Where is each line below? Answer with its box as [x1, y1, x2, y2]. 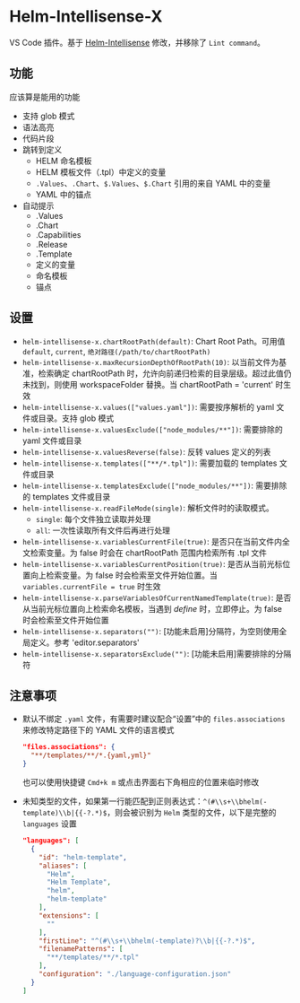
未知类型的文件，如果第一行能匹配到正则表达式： [21, 796, 203, 807]
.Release [35, 239, 68, 249]
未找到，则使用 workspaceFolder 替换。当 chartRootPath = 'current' [21, 379, 274, 389]
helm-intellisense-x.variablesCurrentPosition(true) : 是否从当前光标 [21, 558, 283, 569]
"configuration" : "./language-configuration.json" [39, 970, 232, 979]
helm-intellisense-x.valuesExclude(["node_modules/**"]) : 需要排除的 [21, 423, 284, 434]
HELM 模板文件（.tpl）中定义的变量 [35, 166, 167, 177]
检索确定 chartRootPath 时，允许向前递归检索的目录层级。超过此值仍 [38, 368, 292, 379]
